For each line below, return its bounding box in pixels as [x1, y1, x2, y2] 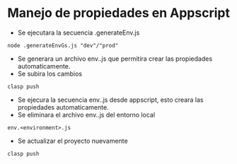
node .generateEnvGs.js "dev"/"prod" [7, 42, 119, 49]
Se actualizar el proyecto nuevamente [17, 136, 129, 145]
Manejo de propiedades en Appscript [7, 5, 230, 21]
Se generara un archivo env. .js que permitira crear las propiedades [17, 54, 213, 63]
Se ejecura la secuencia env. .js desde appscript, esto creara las [17, 95, 204, 104]
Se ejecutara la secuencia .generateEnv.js [17, 28, 140, 37]
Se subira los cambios [17, 69, 83, 78]
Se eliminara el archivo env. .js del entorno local [17, 110, 156, 119]
